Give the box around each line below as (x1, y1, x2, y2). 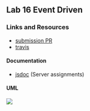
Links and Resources (6, 23, 69, 32)
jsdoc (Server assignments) (15, 70, 85, 78)
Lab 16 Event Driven (6, 5, 83, 15)
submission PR (15, 36, 53, 44)
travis (15, 43, 29, 50)
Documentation (6, 57, 47, 64)
